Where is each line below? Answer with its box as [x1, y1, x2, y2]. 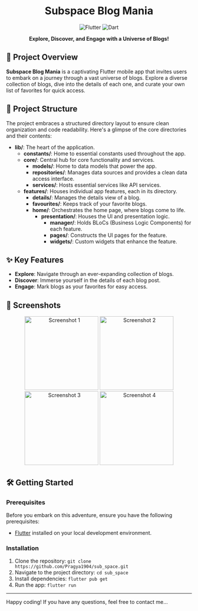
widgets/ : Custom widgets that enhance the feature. [49, 238, 178, 245]
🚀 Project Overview [6, 52, 78, 63]
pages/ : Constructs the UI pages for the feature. [49, 232, 167, 239]
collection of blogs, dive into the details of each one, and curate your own [6, 80, 185, 87]
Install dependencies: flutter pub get [14, 575, 108, 583]
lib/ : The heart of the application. [14, 144, 95, 151]
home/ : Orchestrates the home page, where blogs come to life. [32, 206, 186, 213]
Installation [6, 544, 39, 552]
